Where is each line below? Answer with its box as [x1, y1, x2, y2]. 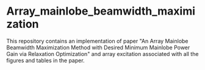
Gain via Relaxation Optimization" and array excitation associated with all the [6, 50, 199, 57]
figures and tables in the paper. [6, 57, 85, 64]
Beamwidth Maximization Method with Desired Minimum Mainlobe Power [6, 44, 190, 51]
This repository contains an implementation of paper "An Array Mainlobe [6, 37, 189, 44]
